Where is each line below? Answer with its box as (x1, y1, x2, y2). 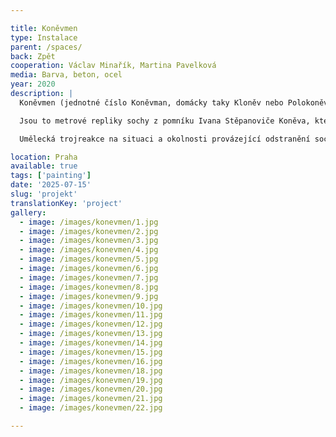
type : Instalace (10, 32, 78, 43)
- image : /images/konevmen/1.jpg (19, 217, 159, 227)
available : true (10, 161, 78, 171)
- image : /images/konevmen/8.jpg (19, 282, 159, 292)
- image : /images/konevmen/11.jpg (19, 310, 163, 320)
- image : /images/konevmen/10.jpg (19, 301, 163, 311)
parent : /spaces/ (10, 42, 83, 52)
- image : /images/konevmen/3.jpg (19, 236, 159, 246)
